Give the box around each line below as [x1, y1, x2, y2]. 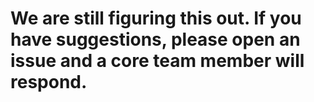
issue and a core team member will [10, 50, 305, 72]
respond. [10, 71, 88, 94]
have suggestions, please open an [10, 28, 301, 51]
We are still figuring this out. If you [10, 7, 302, 30]
